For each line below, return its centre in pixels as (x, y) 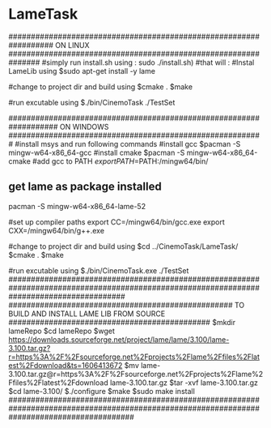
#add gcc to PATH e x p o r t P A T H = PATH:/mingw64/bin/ (120, 161)
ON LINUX (72, 45)
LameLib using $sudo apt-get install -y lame (82, 71)
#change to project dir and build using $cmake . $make (100, 87)
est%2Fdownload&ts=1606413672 (66, 365)
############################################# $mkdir (122, 322)
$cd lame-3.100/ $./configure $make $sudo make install (102, 391)
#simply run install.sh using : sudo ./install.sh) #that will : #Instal (148, 62)
